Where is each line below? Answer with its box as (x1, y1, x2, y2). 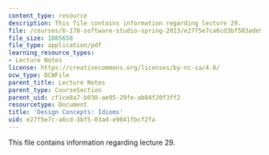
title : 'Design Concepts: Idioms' (8, 109, 124, 117)
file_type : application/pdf (8, 42, 102, 50)
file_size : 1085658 (8, 34, 74, 42)
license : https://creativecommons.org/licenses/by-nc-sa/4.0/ (8, 64, 220, 72)
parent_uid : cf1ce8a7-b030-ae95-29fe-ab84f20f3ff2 (8, 93, 181, 101)
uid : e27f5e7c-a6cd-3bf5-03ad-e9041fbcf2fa (8, 116, 156, 124)
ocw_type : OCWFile (8, 71, 70, 79)
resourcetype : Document (8, 101, 88, 109)
